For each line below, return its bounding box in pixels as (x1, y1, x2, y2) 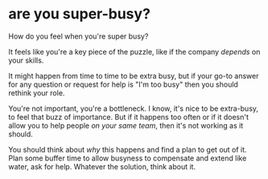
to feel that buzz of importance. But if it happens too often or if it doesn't (8, 112, 249, 121)
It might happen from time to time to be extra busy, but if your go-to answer (8, 71, 259, 80)
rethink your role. (8, 87, 65, 97)
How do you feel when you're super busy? (8, 31, 149, 41)
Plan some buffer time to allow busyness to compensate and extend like (8, 153, 247, 163)
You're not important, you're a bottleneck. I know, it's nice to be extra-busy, (8, 104, 259, 113)
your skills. (8, 55, 44, 65)
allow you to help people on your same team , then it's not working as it (8, 120, 244, 130)
